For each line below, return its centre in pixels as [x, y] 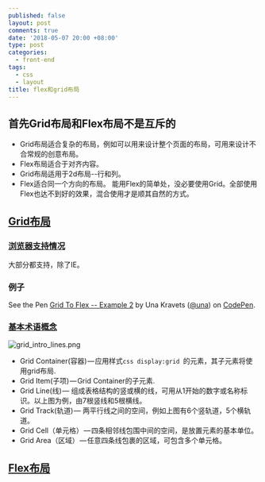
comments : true [33, 30]
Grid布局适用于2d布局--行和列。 [72, 174]
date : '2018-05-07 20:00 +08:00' [63, 38]
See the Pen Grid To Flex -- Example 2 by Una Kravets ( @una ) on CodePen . [132, 305]
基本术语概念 [33, 327]
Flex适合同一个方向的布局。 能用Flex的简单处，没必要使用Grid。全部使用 [138, 184]
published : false [37, 15]
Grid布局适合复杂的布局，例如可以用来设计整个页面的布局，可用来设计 [134, 145]
